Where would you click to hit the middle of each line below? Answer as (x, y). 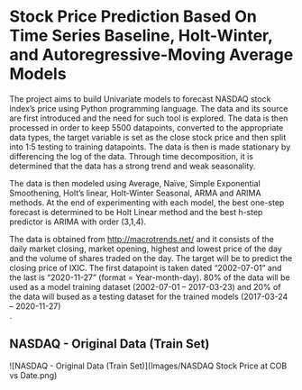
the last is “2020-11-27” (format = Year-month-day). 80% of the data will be (150, 277)
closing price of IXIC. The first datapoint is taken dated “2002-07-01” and (146, 268)
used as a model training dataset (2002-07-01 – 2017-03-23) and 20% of (145, 286)
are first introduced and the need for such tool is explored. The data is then (149, 118)
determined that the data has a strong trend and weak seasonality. (133, 166)
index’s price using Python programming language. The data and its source (149, 108)
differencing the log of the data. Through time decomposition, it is (132, 156)
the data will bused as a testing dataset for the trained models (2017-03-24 (149, 296)
